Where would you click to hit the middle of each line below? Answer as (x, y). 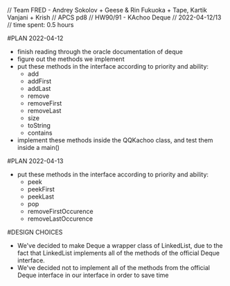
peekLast (41, 196)
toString (39, 125)
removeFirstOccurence (60, 211)
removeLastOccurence (60, 219)
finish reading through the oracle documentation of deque (100, 52)
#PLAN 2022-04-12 (35, 38)
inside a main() (38, 148)
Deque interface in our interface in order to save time (93, 275)
